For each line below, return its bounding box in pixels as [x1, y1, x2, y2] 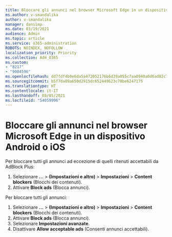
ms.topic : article [5, 36, 45, 41]
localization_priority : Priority [5, 50, 77, 55]
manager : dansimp [5, 21, 42, 27]
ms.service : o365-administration [5, 41, 77, 46]
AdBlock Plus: [5, 164, 35, 170]
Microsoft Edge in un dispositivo [5, 131, 145, 142]
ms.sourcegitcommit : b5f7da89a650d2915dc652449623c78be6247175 [5, 79, 143, 84]
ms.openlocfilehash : [5, 74, 50, 79]
